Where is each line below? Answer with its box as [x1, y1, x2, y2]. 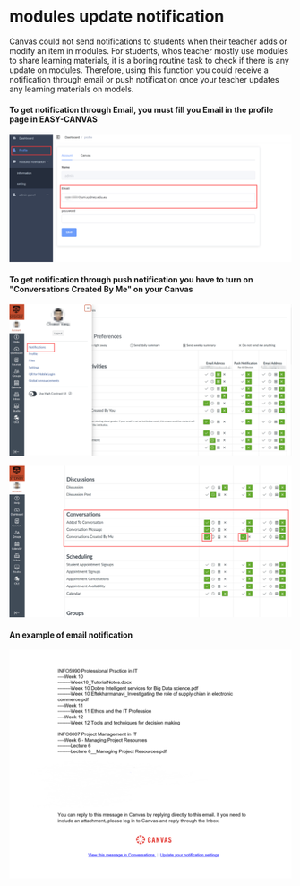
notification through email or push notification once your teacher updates [9, 74, 279, 84]
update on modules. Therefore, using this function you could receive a [9, 65, 269, 75]
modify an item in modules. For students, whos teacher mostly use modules [9, 45, 289, 56]
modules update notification [9, 6, 225, 27]
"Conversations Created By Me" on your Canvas [9, 283, 193, 294]
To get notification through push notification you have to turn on [9, 274, 253, 284]
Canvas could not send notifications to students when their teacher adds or [9, 36, 288, 47]
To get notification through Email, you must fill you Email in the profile [9, 104, 274, 115]
